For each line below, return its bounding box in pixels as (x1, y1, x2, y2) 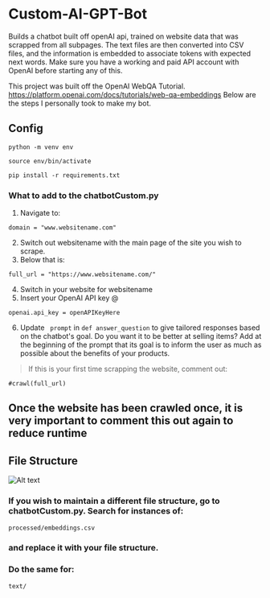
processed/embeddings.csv (8, 524, 95, 532)
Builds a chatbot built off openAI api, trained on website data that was (8, 31, 239, 41)
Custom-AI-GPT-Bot (8, 5, 147, 23)
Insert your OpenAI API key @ (19, 293, 119, 303)
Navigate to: (19, 208, 61, 218)
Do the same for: (8, 564, 75, 575)
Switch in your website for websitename (19, 285, 153, 295)
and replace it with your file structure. (8, 542, 159, 554)
